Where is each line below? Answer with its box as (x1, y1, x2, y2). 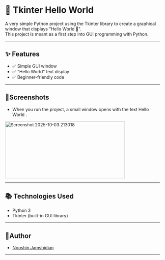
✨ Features (5, 50, 40, 58)
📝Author (5, 231, 31, 240)
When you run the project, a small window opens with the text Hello (12, 106, 149, 112)
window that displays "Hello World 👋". (5, 26, 82, 31)
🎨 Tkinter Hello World (5, 4, 94, 16)
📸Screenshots (5, 93, 50, 102)
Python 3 (12, 207, 31, 213)
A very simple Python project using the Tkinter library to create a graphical (5, 21, 156, 27)
